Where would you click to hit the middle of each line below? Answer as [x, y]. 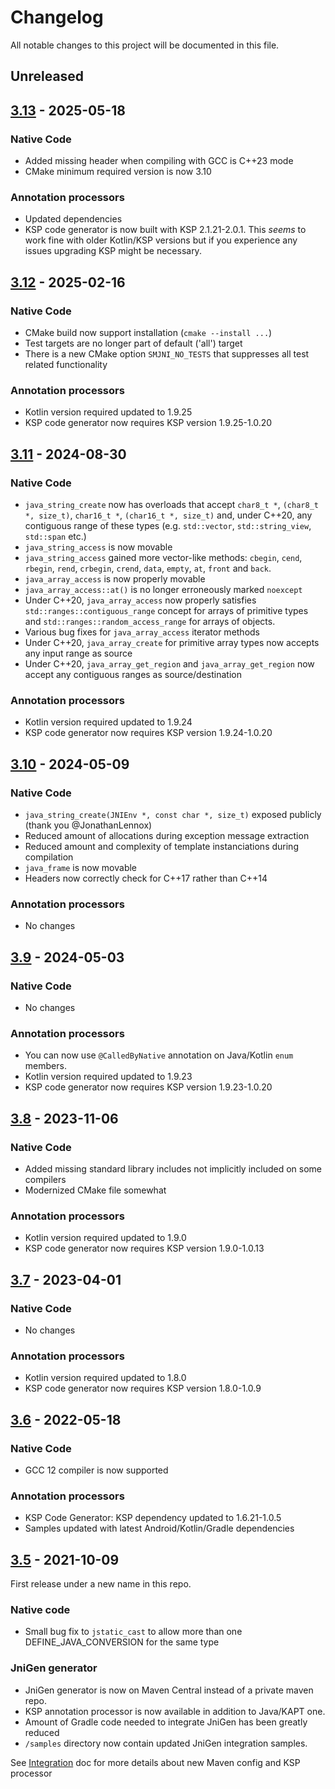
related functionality [66, 364]
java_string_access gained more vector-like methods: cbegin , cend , [163, 557]
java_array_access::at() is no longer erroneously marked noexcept [163, 589]
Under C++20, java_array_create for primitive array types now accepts [172, 642]
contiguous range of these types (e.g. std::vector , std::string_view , [168, 525]
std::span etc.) [55, 536]
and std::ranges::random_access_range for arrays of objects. [150, 621]
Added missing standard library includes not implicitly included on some [173, 1168]
